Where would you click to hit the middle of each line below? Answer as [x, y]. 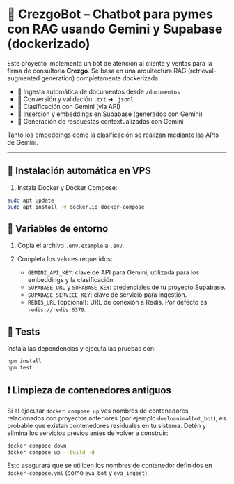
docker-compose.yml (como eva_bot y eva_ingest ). [78, 473]
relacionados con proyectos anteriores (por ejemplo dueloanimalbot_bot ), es [117, 418]
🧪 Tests [24, 331]
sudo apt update [31, 200]
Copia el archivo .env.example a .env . [71, 245]
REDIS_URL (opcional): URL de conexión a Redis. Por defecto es [117, 302]
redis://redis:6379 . [57, 309]
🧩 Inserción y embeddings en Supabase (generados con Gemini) [110, 114]
